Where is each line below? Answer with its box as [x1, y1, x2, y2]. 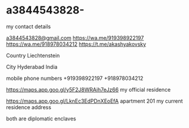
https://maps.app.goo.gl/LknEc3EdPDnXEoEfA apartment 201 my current [6, 97, 183, 105]
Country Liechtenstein [6, 52, 60, 59]
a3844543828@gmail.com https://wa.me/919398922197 [6, 34, 144, 41]
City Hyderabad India [6, 63, 58, 70]
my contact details [6, 23, 51, 30]
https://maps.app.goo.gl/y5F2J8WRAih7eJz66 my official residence [6, 86, 171, 93]
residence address [6, 103, 52, 110]
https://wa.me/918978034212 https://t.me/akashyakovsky [6, 41, 146, 48]
